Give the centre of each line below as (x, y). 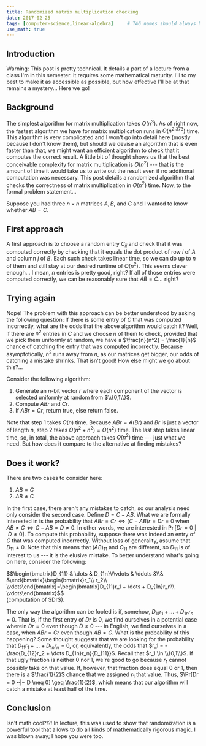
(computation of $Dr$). (36, 599)
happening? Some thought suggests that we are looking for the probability (100, 639)
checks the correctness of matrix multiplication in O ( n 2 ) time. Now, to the (99, 185)
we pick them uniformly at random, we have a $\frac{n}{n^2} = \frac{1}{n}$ (101, 340)
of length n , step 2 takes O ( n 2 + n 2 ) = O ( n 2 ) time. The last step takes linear (101, 429)
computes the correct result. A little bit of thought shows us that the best (98, 157)
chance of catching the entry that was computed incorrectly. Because (94, 346)
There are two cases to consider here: (55, 478)
